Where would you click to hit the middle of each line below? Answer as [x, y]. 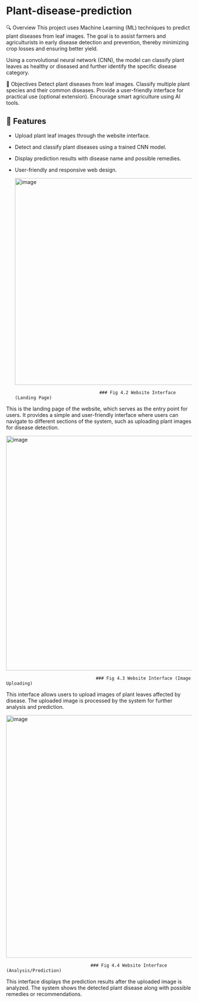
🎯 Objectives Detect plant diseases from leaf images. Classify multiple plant [98, 84]
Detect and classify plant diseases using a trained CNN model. [90, 147]
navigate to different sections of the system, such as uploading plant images [99, 421]
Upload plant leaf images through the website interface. [82, 135]
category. [18, 73]
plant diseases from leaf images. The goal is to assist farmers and [86, 36]
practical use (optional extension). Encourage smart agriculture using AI [93, 96]
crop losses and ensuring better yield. [52, 48]
